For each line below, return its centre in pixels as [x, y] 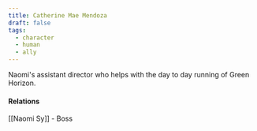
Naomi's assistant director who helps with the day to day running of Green [129, 75]
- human [28, 45]
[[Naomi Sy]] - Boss [41, 118]
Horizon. [22, 83]
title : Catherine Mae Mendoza [58, 15]
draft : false [30, 23]
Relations [24, 101]
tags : [17, 30]
